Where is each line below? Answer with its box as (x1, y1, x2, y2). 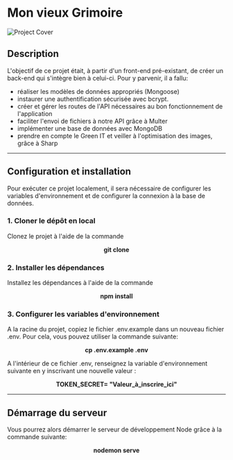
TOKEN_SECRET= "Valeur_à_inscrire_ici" (55, 380, 178, 388)
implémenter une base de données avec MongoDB (17, 124, 163, 133)
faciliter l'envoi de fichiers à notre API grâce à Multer (17, 117, 168, 125)
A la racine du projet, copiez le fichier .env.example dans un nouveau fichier (7, 325, 224, 334)
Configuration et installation (7, 165, 132, 178)
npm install (100, 292, 133, 300)
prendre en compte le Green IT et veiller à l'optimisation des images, (17, 131, 213, 140)
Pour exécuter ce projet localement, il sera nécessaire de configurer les (7, 184, 212, 192)
